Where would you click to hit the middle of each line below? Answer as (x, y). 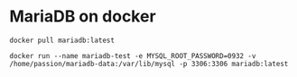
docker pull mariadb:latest (62, 40)
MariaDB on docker (83, 17)
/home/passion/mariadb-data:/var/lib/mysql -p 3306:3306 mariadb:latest (149, 64)
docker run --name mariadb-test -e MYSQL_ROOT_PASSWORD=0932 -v (133, 56)
